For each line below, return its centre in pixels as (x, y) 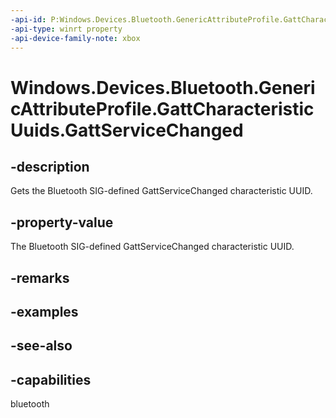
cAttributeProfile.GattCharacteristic (162, 108)
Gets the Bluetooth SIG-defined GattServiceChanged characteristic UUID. (161, 191)
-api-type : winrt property (66, 29)
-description (50, 166)
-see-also (41, 346)
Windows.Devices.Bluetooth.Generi (163, 87)
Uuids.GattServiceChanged (127, 130)
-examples (44, 311)
